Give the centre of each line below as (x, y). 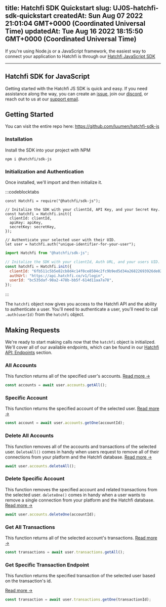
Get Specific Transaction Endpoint (47, 565)
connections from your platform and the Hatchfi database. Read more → (79, 457)
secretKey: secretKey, (33, 227)
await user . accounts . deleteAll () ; (41, 466)
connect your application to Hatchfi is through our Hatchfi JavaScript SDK (80, 56)
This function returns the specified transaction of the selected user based (80, 576)
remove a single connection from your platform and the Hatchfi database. (80, 500)
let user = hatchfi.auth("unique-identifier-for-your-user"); (70, 245)
